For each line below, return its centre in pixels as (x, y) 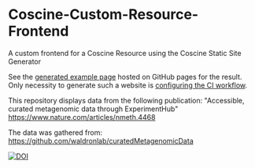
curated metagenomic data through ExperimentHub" (93, 109)
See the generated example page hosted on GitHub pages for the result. (125, 77)
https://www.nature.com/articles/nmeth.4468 (82, 117)
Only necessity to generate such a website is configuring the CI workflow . (128, 85)
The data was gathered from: (55, 133)
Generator (25, 62)
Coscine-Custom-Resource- (103, 15)
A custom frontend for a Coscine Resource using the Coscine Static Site (125, 53)
